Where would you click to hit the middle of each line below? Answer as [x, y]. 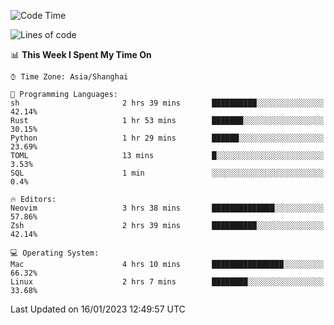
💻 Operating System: [55, 253]
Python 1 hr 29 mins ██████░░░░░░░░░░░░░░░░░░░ [167, 138]
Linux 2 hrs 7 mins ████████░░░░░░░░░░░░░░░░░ [167, 282]
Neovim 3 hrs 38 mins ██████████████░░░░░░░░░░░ [167, 208]
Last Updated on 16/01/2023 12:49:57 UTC [98, 309]
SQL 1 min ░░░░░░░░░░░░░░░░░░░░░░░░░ [167, 173]
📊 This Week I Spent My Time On [81, 54]
